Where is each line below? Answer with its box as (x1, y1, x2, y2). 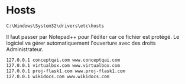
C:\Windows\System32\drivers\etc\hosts (6, 23, 105, 29)
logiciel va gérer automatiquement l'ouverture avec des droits (6, 39, 156, 46)
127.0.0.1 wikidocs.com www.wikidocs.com (6, 73, 110, 79)
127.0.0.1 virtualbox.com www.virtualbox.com (6, 62, 120, 68)
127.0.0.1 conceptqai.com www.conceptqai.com (6, 57, 120, 63)
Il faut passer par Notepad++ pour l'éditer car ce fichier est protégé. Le (6, 33, 180, 40)
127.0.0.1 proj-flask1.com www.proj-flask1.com (6, 68, 126, 74)
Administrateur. (6, 45, 43, 53)
